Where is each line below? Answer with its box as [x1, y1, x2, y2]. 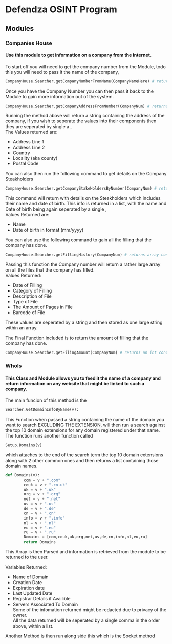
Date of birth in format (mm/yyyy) [12, 227, 84, 233]
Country [12, 150, 30, 156]
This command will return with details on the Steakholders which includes [5, 195, 161, 201]
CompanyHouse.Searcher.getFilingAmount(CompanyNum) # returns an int [5, 350, 157, 356]
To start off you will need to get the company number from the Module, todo [5, 63, 166, 70]
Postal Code [12, 160, 39, 167]
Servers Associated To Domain [12, 601, 78, 608]
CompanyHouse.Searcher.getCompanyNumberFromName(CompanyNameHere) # [5, 78, 155, 84]
